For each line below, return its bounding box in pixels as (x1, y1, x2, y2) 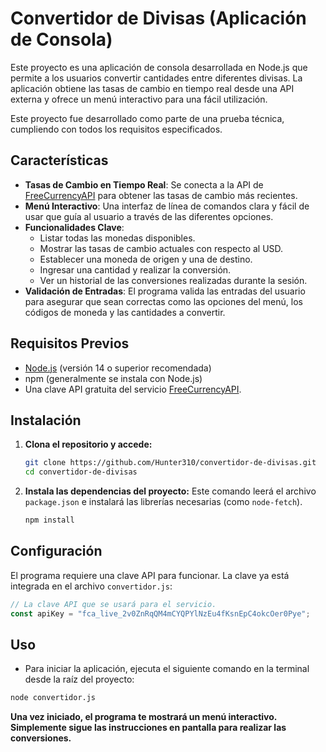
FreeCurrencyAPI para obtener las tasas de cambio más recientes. (24, 189, 298, 201)
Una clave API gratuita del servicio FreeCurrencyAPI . (24, 383, 242, 395)
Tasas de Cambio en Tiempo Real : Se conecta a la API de (24, 178, 264, 191)
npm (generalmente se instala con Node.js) (24, 372, 203, 384)
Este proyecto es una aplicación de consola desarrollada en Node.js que (10, 61, 308, 73)
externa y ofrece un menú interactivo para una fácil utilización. (10, 93, 268, 105)
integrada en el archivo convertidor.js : (10, 580, 173, 592)
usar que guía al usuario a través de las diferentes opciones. (24, 210, 274, 222)
